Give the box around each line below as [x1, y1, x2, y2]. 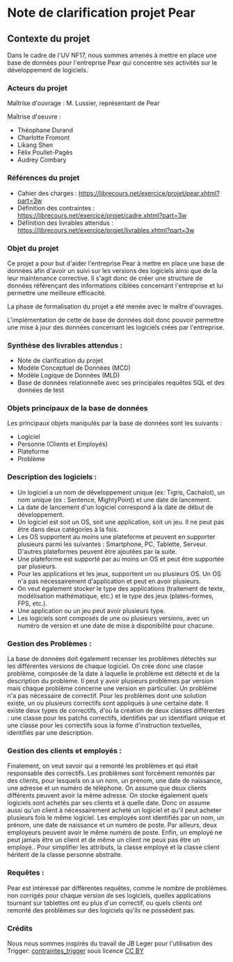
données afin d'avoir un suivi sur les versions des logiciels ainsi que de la [7, 266, 218, 274]
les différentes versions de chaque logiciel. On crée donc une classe [7, 662, 204, 670]
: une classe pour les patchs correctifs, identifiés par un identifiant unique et [7, 714, 226, 722]
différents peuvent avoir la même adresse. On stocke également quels [7, 791, 208, 800]
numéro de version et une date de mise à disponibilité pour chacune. [17, 621, 214, 630]
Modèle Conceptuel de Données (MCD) [17, 364, 131, 372]
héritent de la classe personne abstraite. [7, 851, 123, 859]
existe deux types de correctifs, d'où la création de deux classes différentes [7, 706, 225, 715]
